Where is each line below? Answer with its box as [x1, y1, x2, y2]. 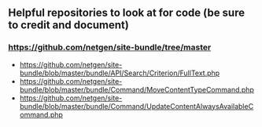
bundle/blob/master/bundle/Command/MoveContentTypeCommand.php [19, 85, 254, 94]
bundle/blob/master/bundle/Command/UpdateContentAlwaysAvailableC [19, 101, 254, 111]
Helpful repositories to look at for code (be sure [8, 6, 245, 20]
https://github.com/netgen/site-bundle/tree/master [8, 42, 212, 53]
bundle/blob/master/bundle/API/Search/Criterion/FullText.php [19, 68, 220, 78]
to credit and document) [8, 19, 130, 32]
